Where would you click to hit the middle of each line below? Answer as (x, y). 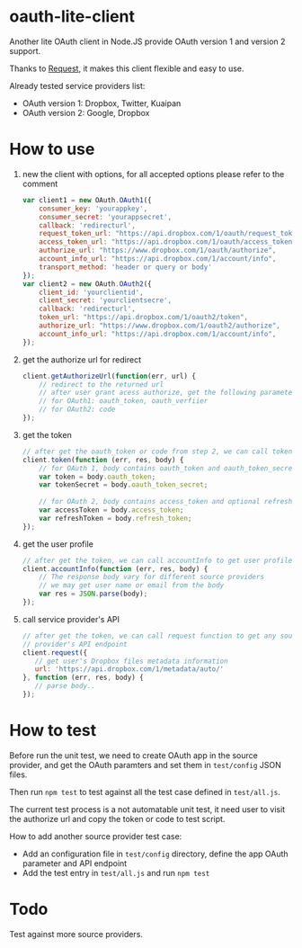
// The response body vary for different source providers (152, 577)
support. (25, 50)
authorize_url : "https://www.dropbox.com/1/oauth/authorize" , (158, 250)
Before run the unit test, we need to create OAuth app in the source (133, 755)
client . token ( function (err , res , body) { (103, 460)
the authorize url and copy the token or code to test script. (117, 818)
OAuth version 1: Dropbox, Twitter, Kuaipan (102, 103)
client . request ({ (55, 653)
